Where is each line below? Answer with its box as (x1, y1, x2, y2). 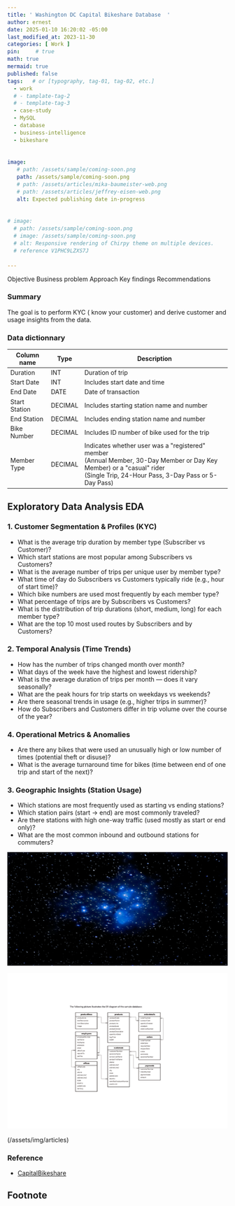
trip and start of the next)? (17, 768, 93, 776)
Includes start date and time (84, 378, 165, 387)
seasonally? (17, 682, 52, 691)
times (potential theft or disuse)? (17, 753, 111, 761)
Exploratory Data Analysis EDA (7, 501, 145, 513)
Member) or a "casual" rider (84, 464, 166, 472)
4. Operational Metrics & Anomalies (7, 729, 131, 739)
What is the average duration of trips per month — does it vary (17, 675, 198, 683)
